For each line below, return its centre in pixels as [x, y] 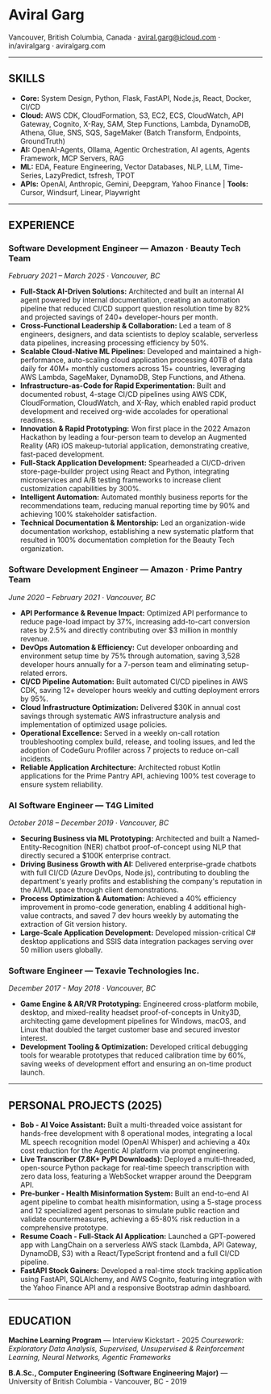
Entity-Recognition [51, 847]
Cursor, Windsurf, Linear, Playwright [80, 192]
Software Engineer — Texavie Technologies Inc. [104, 970]
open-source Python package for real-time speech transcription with [135, 1168]
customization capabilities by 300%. [81, 489]
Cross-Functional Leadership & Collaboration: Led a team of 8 [125, 326]
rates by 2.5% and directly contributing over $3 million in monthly [129, 630]
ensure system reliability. [61, 784]
